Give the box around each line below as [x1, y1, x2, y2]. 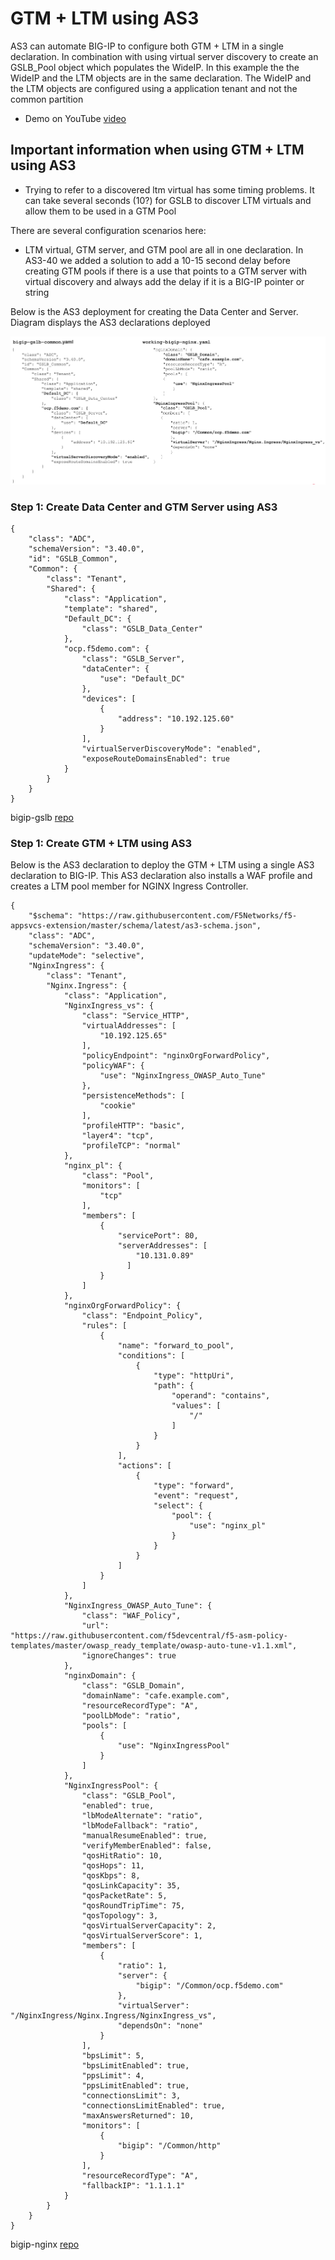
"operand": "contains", [171, 1391, 271, 1401]
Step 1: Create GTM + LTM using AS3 [10, 836, 193, 850]
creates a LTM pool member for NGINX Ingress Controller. [10, 880, 249, 892]
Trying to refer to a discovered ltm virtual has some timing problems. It [24, 183, 315, 196]
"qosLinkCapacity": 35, [81, 1881, 182, 1891]
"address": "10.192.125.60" [117, 714, 235, 724]
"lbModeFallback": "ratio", [81, 1821, 199, 1831]
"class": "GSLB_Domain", [81, 1681, 186, 1691]
